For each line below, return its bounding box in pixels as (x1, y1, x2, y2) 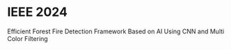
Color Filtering (7, 34, 49, 42)
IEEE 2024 (7, 4, 68, 20)
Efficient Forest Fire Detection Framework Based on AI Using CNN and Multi (7, 27, 225, 35)
